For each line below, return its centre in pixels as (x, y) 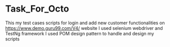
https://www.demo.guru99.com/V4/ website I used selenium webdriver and (84, 28)
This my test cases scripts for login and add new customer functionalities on (85, 23)
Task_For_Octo (37, 9)
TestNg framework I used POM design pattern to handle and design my (80, 33)
